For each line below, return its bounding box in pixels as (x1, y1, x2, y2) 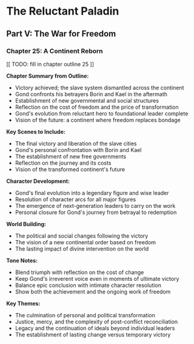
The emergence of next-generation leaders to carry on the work (15, 202, 176, 209)
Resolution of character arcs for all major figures (15, 196, 136, 203)
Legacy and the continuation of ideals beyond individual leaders (15, 324, 175, 332)
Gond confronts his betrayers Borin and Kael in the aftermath (15, 90, 168, 98)
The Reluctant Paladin (6, 4, 119, 18)
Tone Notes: (6, 256, 38, 264)
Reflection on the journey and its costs (15, 159, 112, 167)
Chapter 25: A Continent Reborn (6, 47, 103, 55)
